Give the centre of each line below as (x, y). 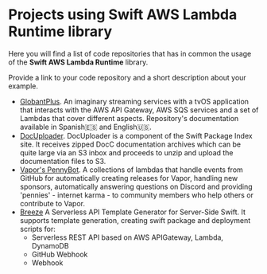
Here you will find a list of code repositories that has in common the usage (130, 53)
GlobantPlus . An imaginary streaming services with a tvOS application (134, 101)
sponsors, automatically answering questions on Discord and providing (136, 186)
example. (23, 86)
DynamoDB (50, 245)
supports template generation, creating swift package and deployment (135, 220)
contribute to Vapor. (52, 203)
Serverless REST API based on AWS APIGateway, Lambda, (128, 237)
